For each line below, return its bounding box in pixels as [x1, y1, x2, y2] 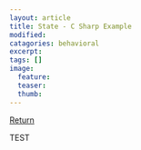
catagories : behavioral [9, 38, 100, 48]
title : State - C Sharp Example [9, 22, 132, 31]
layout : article [9, 13, 71, 23]
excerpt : [9, 47, 43, 56]
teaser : [17, 81, 47, 90]
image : [9, 65, 35, 74]
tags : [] [9, 55, 43, 65]
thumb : [17, 89, 43, 98]
